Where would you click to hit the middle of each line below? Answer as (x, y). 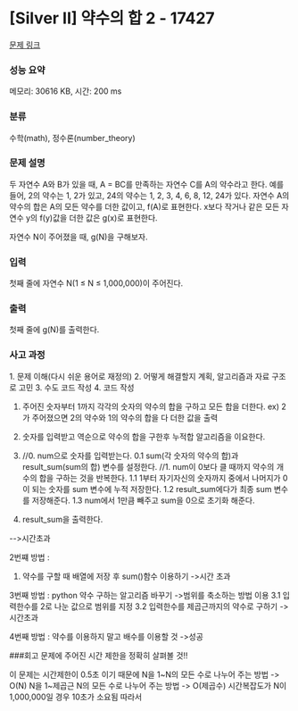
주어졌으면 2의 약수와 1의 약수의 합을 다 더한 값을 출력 (125, 417)
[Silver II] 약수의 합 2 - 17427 (112, 18)
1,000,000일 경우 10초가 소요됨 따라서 (76, 697)
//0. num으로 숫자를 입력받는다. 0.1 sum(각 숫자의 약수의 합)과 (130, 456)
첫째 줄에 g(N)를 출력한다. (54, 330)
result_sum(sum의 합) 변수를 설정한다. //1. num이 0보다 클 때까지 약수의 (148, 466)
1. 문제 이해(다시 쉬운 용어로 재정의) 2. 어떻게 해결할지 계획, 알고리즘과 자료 (140, 376)
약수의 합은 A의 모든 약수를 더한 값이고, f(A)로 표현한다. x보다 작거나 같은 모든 (145, 206)
